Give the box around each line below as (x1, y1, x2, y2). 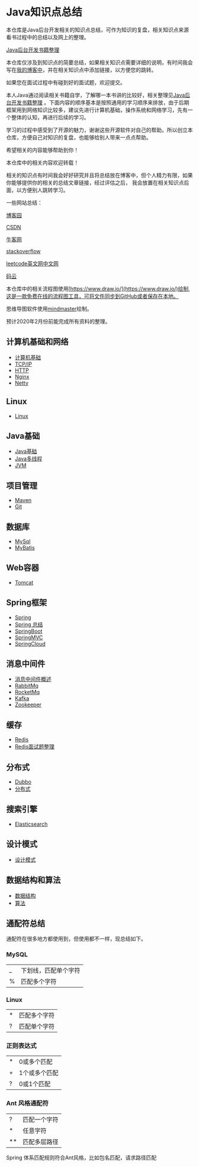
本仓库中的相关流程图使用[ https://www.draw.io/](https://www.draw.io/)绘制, (6, 285, 191, 292)
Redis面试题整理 (14, 743, 55, 750)
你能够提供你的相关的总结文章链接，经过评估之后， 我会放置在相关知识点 (6, 179, 184, 186)
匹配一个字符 (23, 1115, 59, 1124)
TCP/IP (14, 360, 33, 367)
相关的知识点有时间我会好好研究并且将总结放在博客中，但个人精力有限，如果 (6, 172, 193, 179)
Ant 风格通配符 (6, 1099, 49, 1108)
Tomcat (14, 579, 34, 586)
